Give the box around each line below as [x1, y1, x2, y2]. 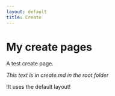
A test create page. [6, 60, 54, 67]
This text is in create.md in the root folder [6, 71, 109, 79]
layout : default [6, 8, 47, 15]
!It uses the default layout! [6, 83, 71, 91]
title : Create [6, 14, 42, 20]
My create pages [6, 40, 92, 54]
